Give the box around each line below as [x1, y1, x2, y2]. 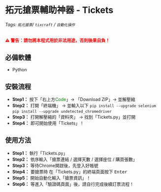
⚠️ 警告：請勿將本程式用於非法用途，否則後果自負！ [5, 38, 110, 44]
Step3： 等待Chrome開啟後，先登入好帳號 [12, 162, 98, 168]
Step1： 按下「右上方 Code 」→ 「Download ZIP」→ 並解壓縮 [12, 96, 135, 102]
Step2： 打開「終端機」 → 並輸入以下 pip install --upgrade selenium [12, 102, 156, 109]
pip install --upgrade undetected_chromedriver [12, 109, 112, 114]
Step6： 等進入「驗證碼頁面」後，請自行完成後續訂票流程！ [12, 181, 134, 187]
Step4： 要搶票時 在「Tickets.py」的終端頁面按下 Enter [12, 169, 128, 175]
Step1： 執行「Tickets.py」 [12, 150, 68, 156]
